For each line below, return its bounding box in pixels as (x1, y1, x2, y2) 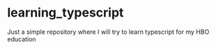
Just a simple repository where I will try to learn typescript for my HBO (7, 28, 210, 36)
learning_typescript (7, 5, 124, 21)
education (7, 35, 36, 43)
